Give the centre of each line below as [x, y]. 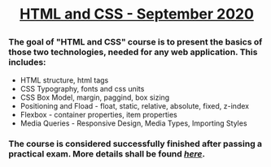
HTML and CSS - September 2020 [137, 14]
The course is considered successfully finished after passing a [135, 144]
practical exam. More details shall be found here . [107, 154]
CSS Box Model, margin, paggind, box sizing [95, 97]
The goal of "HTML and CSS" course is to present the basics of [135, 42]
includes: [27, 62]
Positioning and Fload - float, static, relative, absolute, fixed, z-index [135, 105]
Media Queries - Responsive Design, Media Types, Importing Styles [133, 123]
